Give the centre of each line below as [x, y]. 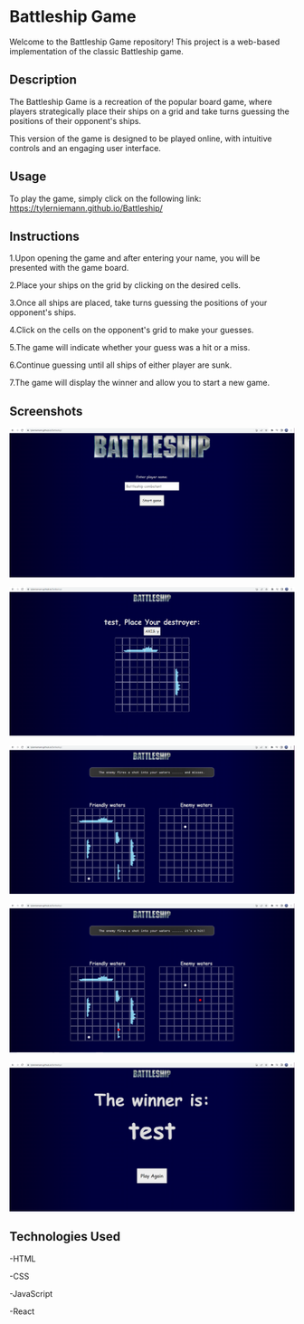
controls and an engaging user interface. [85, 148]
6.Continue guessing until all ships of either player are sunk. [121, 365]
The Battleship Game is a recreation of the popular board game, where [141, 101]
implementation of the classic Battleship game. [96, 51]
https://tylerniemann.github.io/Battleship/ [86, 208]
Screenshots [46, 411]
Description [43, 80]
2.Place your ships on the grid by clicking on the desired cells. [125, 285]
